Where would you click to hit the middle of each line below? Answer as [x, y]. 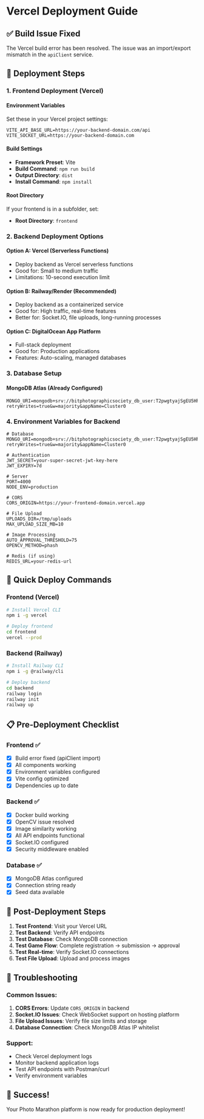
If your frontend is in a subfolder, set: [53, 209]
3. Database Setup [34, 373]
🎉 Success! [28, 1094]
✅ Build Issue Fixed [43, 34]
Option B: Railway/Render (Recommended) [61, 291]
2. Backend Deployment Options [55, 236]
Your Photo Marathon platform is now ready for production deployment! [96, 1109]
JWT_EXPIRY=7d [24, 465]
